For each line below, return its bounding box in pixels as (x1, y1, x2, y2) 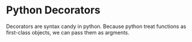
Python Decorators (6, 3, 101, 17)
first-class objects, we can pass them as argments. (6, 29, 130, 36)
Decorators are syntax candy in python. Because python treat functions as (6, 23, 187, 30)
